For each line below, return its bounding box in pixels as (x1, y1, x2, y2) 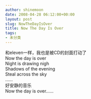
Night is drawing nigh (5, 60, 49, 66)
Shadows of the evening (5, 65, 55, 71)
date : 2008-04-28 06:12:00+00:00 (5, 12, 75, 17)
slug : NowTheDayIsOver (5, 21, 52, 26)
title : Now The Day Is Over (5, 26, 64, 31)
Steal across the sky (5, 71, 47, 77)
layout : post (5, 16, 32, 21)
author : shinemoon (5, 7, 43, 12)
